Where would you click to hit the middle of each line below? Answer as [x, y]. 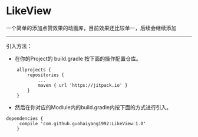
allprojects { [34, 70]
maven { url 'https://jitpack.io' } [82, 85]
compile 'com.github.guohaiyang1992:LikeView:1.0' [82, 123]
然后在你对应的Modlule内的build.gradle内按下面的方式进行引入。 [93, 107]
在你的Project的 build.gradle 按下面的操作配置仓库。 [78, 58]
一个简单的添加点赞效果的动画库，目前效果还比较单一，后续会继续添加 [91, 28]
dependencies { [25, 118]
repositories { [46, 75]
